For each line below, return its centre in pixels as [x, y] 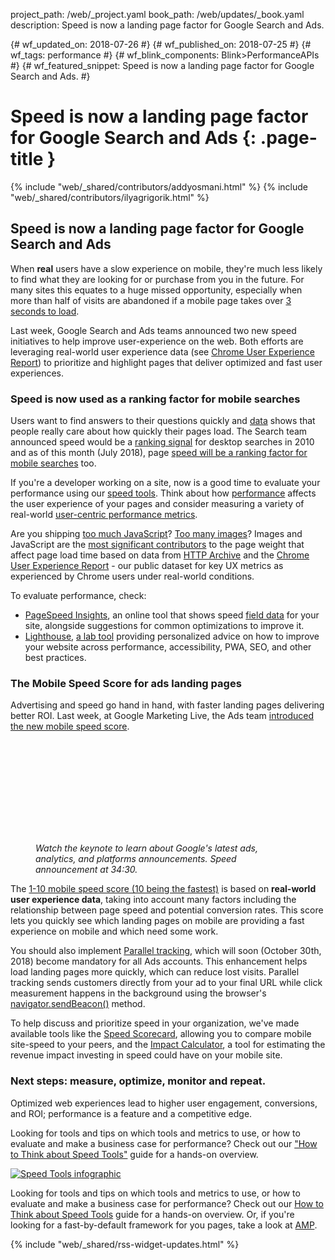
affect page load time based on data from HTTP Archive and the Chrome [160, 555]
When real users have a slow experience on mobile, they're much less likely [166, 268]
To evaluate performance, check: [78, 596]
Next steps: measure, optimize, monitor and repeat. [138, 1081]
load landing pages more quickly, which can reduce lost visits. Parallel [155, 972]
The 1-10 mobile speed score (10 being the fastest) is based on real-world [163, 889]
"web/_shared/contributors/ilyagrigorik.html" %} [110, 197]
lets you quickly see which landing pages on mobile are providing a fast [157, 921]
